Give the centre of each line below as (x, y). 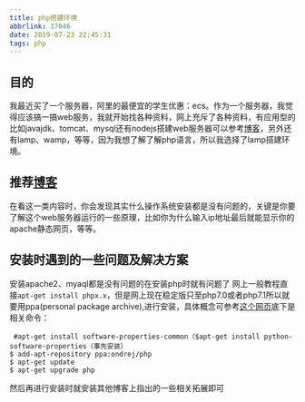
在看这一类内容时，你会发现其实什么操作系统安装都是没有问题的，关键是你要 (152, 206)
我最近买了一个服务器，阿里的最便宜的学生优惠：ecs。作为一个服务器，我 (148, 106)
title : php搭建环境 (44, 18)
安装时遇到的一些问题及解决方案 (99, 260)
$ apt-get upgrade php (52, 370)
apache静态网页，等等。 (55, 229)
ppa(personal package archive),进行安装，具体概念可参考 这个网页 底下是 (160, 306)
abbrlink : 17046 (40, 26)
